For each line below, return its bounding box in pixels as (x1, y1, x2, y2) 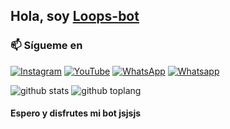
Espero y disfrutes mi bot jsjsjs (10, 107, 142, 119)
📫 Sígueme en (10, 39, 83, 53)
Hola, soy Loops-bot (10, 8, 140, 25)
